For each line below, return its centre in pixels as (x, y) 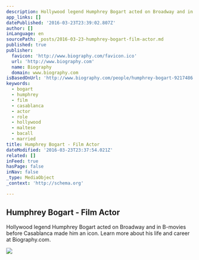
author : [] (20, 28)
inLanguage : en (25, 34)
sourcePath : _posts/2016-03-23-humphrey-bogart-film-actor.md (85, 39)
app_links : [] (24, 17)
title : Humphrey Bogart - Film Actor (53, 144)
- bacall (22, 134)
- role (20, 117)
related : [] (21, 155)
